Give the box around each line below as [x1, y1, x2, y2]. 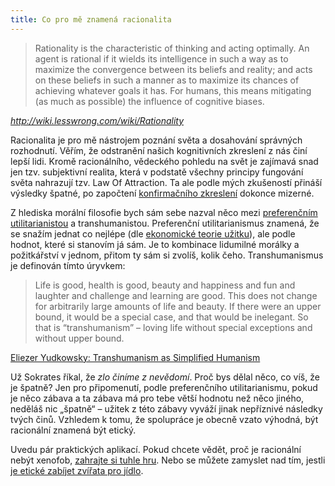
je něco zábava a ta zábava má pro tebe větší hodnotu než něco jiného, [10, 392, 305, 404]
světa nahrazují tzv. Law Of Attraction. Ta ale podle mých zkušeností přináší [10, 176, 323, 188]
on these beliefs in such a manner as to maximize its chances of [34, 74, 300, 86]
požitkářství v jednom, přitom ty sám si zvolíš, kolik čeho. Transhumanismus [10, 249, 324, 261]
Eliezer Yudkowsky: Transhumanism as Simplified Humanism [10, 351, 261, 363]
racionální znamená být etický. [10, 424, 137, 436]
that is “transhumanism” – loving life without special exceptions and [34, 321, 313, 333]
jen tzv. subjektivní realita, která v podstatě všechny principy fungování [10, 166, 304, 178]
